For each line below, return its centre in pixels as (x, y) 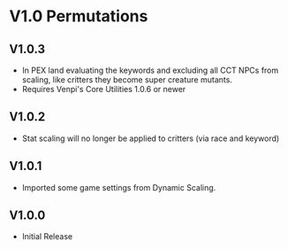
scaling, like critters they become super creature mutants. (127, 80)
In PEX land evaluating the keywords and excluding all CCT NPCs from (150, 70)
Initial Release (47, 237)
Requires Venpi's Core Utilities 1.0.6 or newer (104, 89)
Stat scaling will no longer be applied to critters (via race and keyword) (151, 138)
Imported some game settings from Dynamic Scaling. (119, 187)
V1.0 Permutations (79, 16)
